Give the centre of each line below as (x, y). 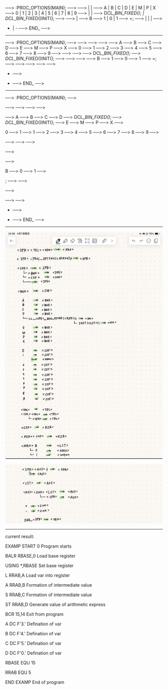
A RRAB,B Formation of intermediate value (49, 585)
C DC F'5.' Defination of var (33, 643)
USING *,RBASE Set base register (39, 565)
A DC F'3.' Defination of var (33, 624)
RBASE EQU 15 (20, 662)
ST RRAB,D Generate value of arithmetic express (55, 604)
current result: (20, 536)
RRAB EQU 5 (18, 672)
